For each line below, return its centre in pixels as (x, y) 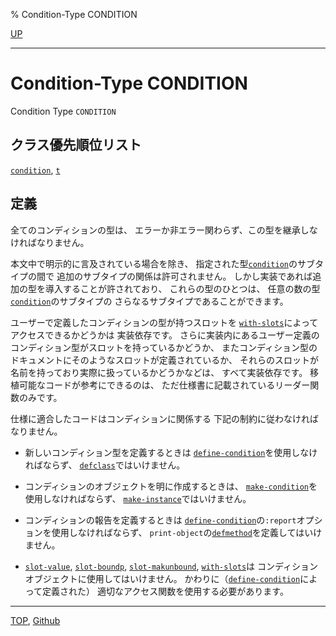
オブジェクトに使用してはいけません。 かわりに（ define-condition (162, 578)
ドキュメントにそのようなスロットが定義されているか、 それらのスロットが (164, 360)
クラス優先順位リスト (76, 145)
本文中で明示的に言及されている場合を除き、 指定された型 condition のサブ (162, 263)
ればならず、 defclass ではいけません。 (105, 465)
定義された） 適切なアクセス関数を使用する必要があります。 (165, 591)
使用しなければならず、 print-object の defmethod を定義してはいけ (187, 532)
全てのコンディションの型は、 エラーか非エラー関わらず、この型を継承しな (164, 230)
